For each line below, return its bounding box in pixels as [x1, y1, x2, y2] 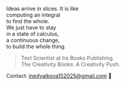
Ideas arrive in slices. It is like [6, 5, 79, 12]
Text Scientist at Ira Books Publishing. [20, 55, 115, 61]
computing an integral [6, 11, 61, 18]
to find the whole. [6, 18, 50, 24]
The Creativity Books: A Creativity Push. [20, 61, 121, 68]
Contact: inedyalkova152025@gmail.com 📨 [6, 73, 112, 79]
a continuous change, [6, 37, 60, 43]
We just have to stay [6, 24, 56, 31]
